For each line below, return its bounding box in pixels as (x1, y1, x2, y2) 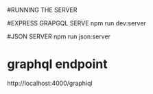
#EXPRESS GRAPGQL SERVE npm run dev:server (7, 19, 146, 27)
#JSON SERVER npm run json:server (7, 32, 111, 40)
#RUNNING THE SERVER (7, 6, 78, 14)
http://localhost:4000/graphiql (7, 79, 93, 87)
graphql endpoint (7, 56, 108, 72)
